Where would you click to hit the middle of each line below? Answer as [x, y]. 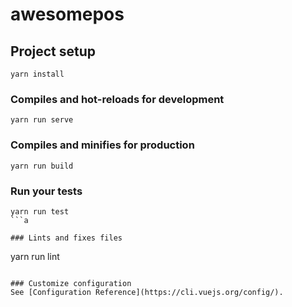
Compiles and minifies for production [102, 145]
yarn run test [40, 211]
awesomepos [67, 14]
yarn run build [42, 166]
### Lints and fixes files [66, 238]
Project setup [53, 51]
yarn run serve [42, 120]
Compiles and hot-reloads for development [117, 99]
